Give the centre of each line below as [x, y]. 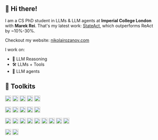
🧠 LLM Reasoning [30, 59]
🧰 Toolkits [20, 87]
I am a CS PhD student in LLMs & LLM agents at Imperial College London [78, 20]
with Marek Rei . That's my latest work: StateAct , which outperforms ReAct [79, 26]
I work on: [15, 49]
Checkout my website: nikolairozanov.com [47, 40]
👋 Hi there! [21, 9]
